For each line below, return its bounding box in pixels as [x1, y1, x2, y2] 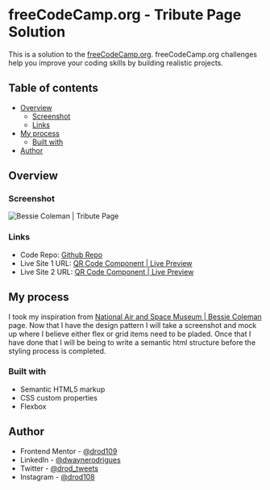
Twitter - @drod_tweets [19, 463, 99, 473]
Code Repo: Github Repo [19, 250, 103, 260]
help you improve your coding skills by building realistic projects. [8, 58, 224, 68]
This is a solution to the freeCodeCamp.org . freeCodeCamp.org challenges [8, 49, 258, 59]
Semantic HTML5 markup [19, 384, 106, 394]
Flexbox [19, 401, 47, 411]
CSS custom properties [19, 392, 98, 402]
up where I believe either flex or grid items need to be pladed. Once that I [8, 329, 251, 338]
